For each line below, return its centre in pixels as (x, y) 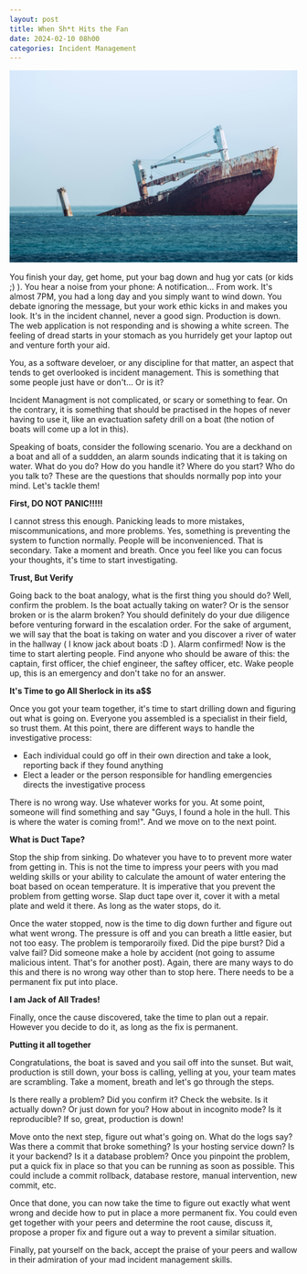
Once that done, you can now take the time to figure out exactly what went (150, 1203)
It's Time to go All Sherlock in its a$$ (81, 691)
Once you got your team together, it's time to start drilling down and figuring (153, 708)
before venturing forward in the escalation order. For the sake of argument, (150, 624)
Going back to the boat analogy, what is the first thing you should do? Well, (151, 595)
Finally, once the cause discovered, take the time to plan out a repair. (139, 1017)
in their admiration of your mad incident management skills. (121, 1259)
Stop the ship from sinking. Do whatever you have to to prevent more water (151, 857)
